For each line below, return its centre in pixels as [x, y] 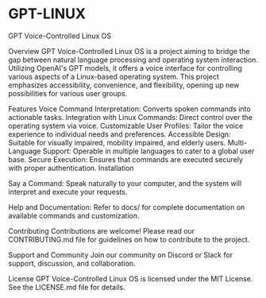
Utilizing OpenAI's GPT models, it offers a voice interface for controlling [125, 68]
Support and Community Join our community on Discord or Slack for [120, 254]
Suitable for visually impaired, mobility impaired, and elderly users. [117, 142]
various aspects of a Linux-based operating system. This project [114, 76]
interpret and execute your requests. [68, 192]
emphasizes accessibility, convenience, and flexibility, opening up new [124, 85]
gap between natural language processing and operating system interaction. [133, 60]
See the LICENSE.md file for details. [67, 287]
